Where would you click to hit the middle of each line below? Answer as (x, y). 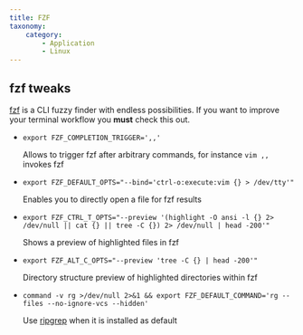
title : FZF (30, 18)
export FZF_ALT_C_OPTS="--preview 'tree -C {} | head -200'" (140, 260)
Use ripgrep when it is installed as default (100, 320)
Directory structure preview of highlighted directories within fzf (140, 277)
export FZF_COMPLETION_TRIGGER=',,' (91, 138)
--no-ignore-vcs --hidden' (98, 303)
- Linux (56, 52)
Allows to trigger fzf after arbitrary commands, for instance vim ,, (146, 154)
